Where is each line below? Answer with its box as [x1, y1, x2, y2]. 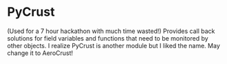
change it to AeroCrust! [7, 49, 74, 57]
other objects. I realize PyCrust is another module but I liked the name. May [7, 41, 220, 50]
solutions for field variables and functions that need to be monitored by [7, 34, 208, 42]
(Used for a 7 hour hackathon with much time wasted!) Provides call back [7, 27, 215, 35]
